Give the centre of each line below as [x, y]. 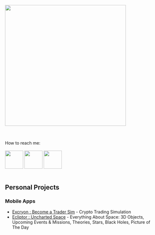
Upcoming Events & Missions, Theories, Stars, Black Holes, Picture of [81, 222]
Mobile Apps [20, 201]
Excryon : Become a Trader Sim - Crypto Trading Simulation [71, 212]
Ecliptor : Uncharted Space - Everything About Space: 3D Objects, [78, 217]
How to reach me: [23, 143]
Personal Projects [32, 187]
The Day [20, 227]
